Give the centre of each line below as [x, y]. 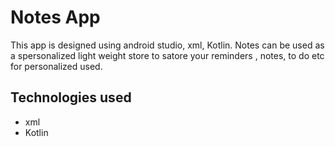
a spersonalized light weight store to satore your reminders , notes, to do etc [167, 55]
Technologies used [71, 97]
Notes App [55, 17]
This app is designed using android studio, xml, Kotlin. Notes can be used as [167, 45]
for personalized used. [56, 66]
